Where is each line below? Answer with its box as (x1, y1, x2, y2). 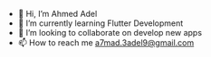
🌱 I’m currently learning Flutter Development (17, 18, 184, 28)
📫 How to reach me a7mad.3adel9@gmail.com (17, 37, 195, 48)
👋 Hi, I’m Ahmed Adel (17, 9, 98, 19)
